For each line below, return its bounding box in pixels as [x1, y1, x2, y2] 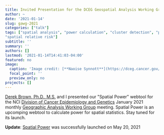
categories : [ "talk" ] [5, 26, 49, 30]
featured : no [5, 57, 32, 62]
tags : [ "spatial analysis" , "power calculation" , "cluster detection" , [5, 30, 154, 35]
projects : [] [5, 80, 32, 85]
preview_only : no [9, 76, 45, 81]
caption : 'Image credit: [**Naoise [9, 67, 82, 72]
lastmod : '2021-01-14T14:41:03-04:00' [5, 53, 84, 58]
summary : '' [5, 44, 29, 49]
